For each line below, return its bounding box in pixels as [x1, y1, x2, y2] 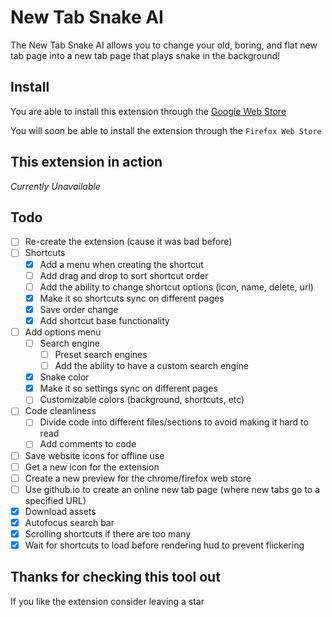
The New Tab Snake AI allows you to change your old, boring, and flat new [10, 39, 318, 51]
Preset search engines [54, 349, 148, 360]
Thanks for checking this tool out [10, 569, 221, 586]
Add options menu [24, 326, 102, 338]
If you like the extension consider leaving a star [10, 595, 205, 607]
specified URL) [24, 494, 87, 506]
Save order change [39, 303, 119, 315]
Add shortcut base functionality [39, 314, 170, 326]
